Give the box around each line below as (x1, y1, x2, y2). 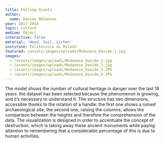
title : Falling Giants (5, 7, 52, 12)
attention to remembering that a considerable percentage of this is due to (5, 128, 156, 134)
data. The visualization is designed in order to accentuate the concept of (5, 117, 154, 123)
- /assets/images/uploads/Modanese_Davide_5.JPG (9, 68, 112, 72)
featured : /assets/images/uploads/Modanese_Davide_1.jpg (5, 49, 126, 54)
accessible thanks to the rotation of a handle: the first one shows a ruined (5, 101, 156, 107)
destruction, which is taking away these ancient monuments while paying (5, 122, 155, 128)
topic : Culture (5, 26, 37, 31)
